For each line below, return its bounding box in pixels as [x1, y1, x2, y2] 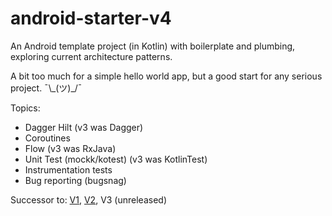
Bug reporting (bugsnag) [24, 174, 127, 186]
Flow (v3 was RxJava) [24, 142, 117, 154]
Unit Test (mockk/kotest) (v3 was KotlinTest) [24, 153, 208, 165]
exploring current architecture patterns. [10, 50, 173, 62]
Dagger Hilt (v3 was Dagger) [24, 121, 144, 133]
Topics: [10, 102, 41, 114]
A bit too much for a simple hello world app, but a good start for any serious [10, 70, 323, 82]
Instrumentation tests [24, 163, 113, 176]
